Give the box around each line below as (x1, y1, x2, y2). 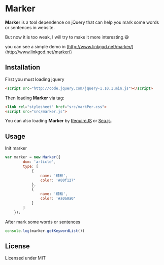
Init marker (5, 145, 27, 151)
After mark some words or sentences (5, 219, 80, 225)
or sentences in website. (5, 24, 55, 30)
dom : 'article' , (23, 159, 56, 164)
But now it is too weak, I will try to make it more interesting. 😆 (5, 34, 130, 40)
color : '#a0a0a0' (40, 196, 76, 201)
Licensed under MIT (5, 255, 46, 261)
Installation (5, 63, 40, 72)
